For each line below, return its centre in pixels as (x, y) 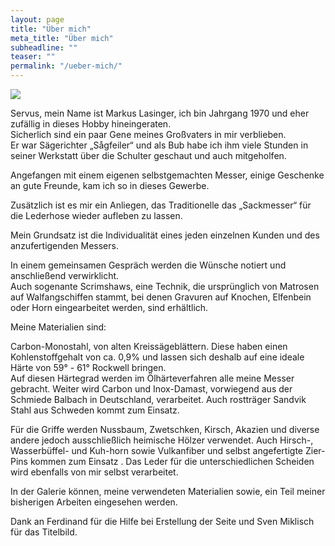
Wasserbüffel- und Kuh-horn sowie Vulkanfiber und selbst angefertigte (157, 450)
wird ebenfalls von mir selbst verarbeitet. (94, 472)
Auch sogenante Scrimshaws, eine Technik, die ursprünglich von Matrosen (165, 286)
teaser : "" (33, 57)
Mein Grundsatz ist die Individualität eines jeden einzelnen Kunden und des (165, 235)
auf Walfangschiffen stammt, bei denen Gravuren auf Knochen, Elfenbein (161, 297)
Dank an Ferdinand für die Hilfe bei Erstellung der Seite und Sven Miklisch (162, 521)
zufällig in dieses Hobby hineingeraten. (91, 124)
